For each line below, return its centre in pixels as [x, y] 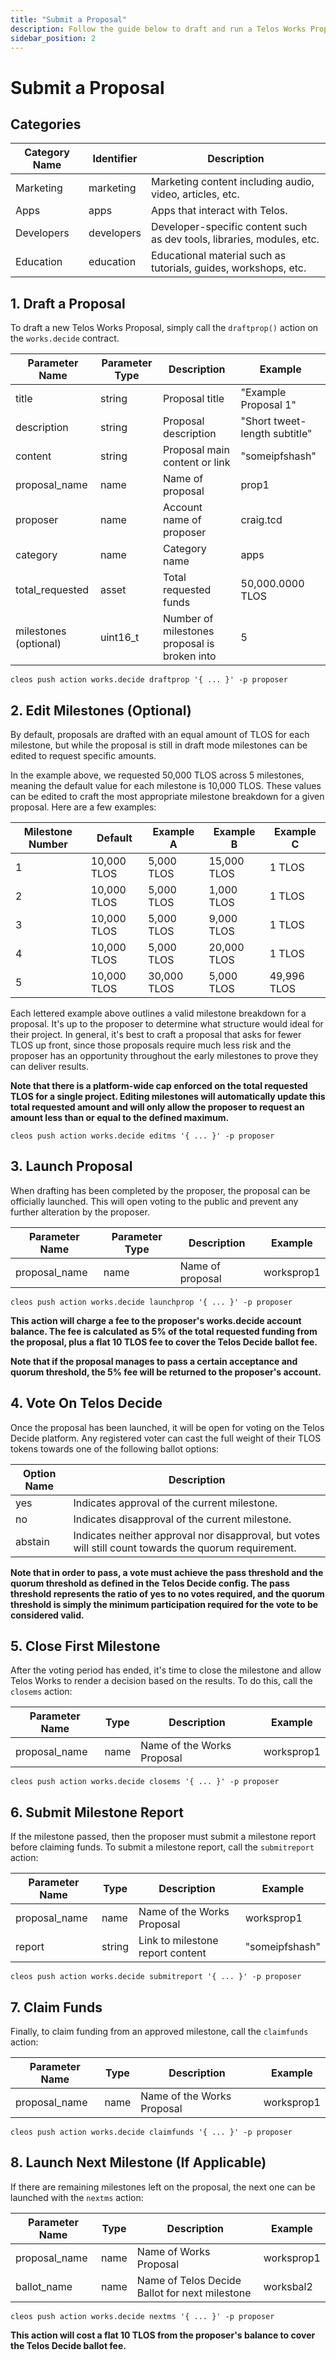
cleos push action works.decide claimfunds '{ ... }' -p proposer [151, 2132]
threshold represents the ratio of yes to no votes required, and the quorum [167, 1593]
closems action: [41, 1692]
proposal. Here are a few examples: [83, 807]
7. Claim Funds [56, 2007]
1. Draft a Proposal [68, 303]
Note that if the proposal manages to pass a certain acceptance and [154, 1361]
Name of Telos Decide [189, 2280]
